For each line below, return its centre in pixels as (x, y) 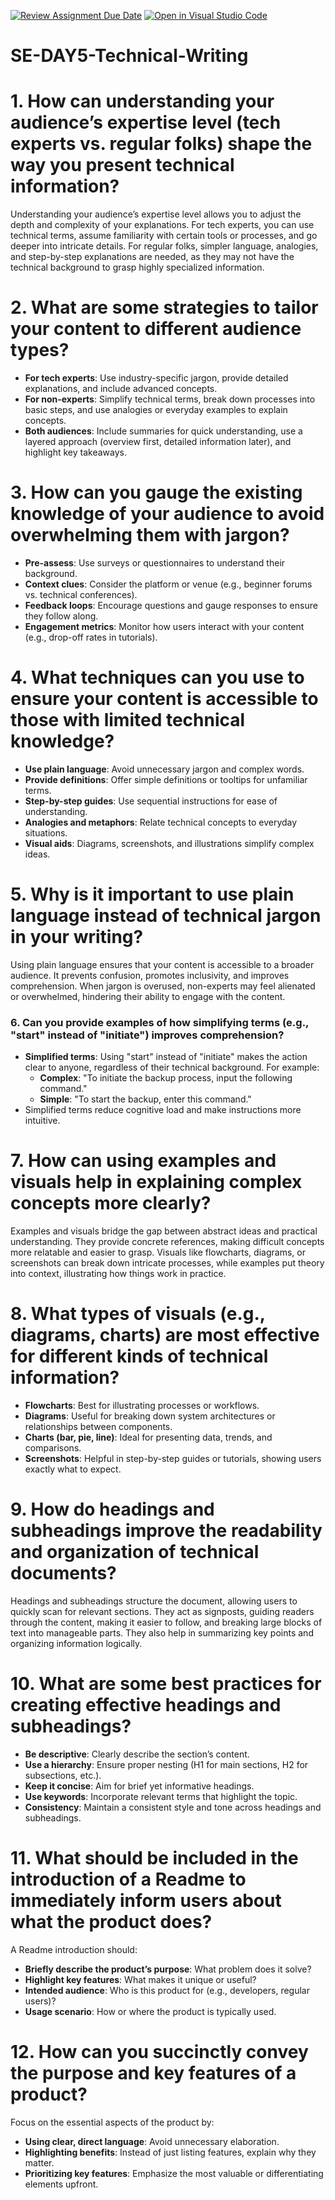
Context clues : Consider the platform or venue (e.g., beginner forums (168, 584)
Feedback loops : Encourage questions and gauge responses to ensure (171, 605)
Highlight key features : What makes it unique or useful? (140, 1979)
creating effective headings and (146, 1705)
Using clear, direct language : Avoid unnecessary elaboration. (152, 2141)
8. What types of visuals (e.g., (138, 1314)
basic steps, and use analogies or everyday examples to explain (156, 410)
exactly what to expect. (73, 1469)
